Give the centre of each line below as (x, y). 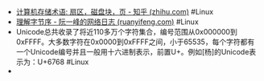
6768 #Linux (68, 62)
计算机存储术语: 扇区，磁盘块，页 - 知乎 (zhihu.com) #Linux (115, 12)
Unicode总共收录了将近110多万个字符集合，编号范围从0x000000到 (126, 32)
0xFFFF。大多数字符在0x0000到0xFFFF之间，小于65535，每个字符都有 (135, 42)
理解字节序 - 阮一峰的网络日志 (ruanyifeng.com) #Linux (107, 22)
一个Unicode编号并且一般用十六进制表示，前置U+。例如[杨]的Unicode (132, 52)
